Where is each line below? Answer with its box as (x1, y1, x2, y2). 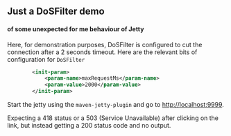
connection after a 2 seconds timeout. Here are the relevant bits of (7, 48, 198, 56)
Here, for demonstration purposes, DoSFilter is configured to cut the (7, 40, 203, 49)
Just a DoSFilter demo (7, 6, 105, 17)
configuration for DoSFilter (7, 55, 85, 63)
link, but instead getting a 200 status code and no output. (7, 121, 171, 130)
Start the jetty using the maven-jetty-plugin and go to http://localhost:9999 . (7, 101, 224, 109)
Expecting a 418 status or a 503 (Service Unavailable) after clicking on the (7, 114, 219, 122)
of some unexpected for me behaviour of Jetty (7, 24, 144, 33)
